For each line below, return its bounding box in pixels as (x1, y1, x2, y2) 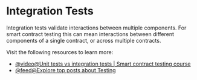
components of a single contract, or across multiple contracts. (6, 37, 161, 44)
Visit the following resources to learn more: (6, 48, 114, 55)
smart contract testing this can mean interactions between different (6, 30, 174, 37)
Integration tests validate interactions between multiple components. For (6, 24, 187, 31)
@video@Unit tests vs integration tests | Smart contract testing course (15, 60, 191, 67)
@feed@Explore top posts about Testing (15, 66, 116, 73)
